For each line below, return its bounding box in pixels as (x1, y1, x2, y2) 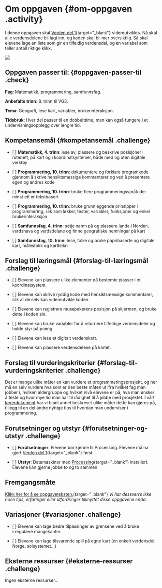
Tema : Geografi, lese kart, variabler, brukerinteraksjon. (5, 108, 114, 114)
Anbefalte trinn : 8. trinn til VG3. (5, 98, 68, 104)
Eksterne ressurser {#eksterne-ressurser (5, 557, 133, 566)
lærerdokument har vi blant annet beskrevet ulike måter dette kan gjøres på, (5, 400, 156, 406)
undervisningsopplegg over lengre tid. (5, 122, 81, 128)
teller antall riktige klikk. (5, 45, 52, 51)
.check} (5, 76, 29, 84)
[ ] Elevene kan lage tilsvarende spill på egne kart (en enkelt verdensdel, (12, 538, 156, 544)
